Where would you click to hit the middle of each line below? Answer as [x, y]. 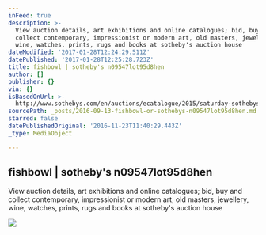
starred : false [33, 119]
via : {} [21, 89]
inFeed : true [30, 15]
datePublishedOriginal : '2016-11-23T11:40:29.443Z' [95, 126]
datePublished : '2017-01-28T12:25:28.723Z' [81, 60]
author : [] [26, 74]
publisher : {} [32, 81]
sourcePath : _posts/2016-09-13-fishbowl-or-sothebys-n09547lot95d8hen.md [133, 112]
